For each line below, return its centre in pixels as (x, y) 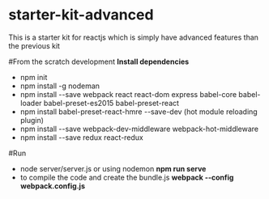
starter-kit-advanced (81, 15)
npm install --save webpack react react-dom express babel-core (128, 94)
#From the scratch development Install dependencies (99, 61)
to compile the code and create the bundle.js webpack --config (127, 177)
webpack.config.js (52, 186)
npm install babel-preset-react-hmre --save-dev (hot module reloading (139, 112)
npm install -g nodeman (60, 86)
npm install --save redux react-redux (82, 137)
